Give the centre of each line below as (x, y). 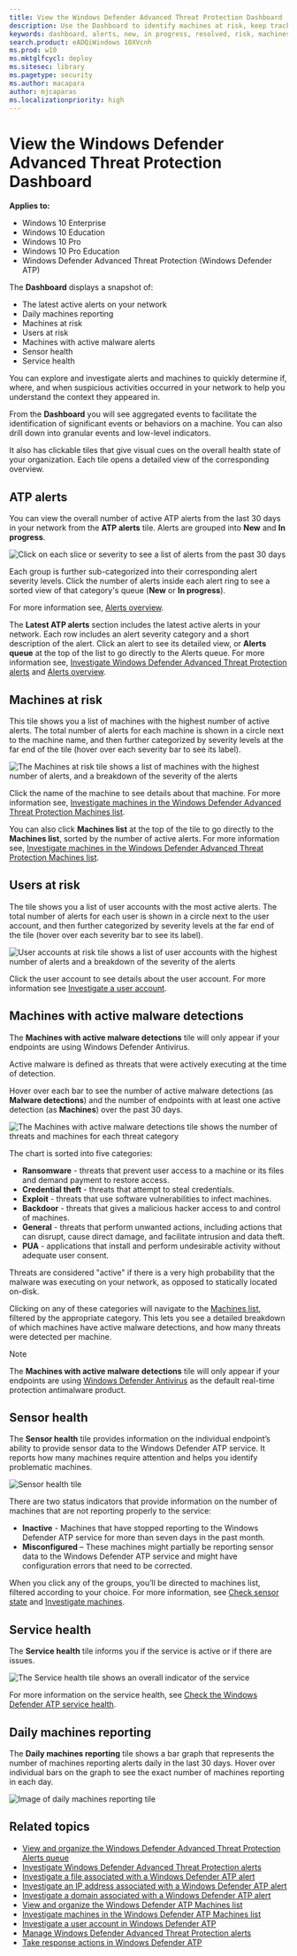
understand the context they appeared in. (85, 397)
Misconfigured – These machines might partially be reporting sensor (148, 1547)
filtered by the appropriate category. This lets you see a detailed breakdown (147, 1318)
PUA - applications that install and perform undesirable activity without (151, 1246)
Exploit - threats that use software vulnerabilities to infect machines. (147, 1199)
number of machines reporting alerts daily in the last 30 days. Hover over (142, 1763)
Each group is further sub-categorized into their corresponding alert (133, 572)
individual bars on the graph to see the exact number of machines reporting (147, 1772)
